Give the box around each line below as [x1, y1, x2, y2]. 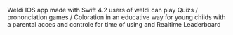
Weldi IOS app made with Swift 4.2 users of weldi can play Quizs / [7, 6, 199, 14]
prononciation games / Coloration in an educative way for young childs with [7, 13, 226, 21]
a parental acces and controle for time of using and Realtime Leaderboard [7, 21, 221, 28]
